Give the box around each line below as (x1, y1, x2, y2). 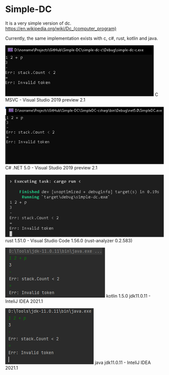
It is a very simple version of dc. (5, 20, 71, 26)
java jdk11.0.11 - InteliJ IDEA (95, 359, 151, 365)
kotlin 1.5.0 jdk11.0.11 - (106, 293, 151, 299)
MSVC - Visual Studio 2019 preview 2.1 (5, 97, 86, 103)
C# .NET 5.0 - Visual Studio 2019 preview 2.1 (5, 164, 98, 170)
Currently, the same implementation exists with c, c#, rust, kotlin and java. (5, 35, 158, 41)
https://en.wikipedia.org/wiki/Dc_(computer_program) (5, 25, 117, 31)
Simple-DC (5, 4, 52, 15)
